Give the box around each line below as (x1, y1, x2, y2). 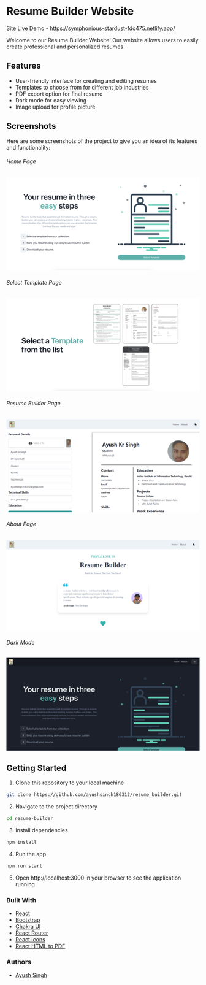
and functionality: (6, 144, 51, 151)
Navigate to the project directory (15, 803, 98, 810)
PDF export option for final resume (15, 90, 103, 98)
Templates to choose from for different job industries (15, 83, 149, 91)
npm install (6, 839, 37, 845)
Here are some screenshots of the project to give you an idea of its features (6, 137, 198, 145)
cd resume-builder (6, 816, 53, 822)
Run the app (15, 850, 47, 857)
